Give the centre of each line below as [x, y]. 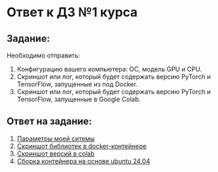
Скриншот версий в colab [56, 154]
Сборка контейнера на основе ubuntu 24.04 [83, 161]
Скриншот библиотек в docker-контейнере [81, 146]
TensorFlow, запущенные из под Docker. [77, 84]
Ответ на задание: [50, 121]
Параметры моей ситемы [56, 138]
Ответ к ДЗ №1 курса [72, 12]
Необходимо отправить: [44, 55]
